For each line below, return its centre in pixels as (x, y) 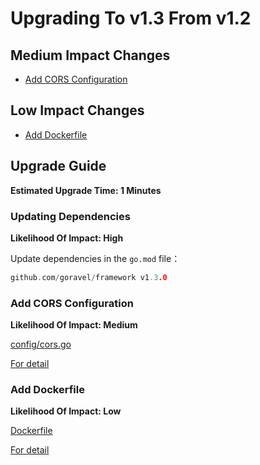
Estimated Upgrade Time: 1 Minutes (86, 190)
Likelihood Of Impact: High (67, 238)
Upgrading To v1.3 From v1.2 (131, 18)
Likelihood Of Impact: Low (66, 411)
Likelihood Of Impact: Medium (74, 325)
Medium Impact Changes (90, 55)
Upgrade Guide (58, 166)
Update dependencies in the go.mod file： (95, 258)
